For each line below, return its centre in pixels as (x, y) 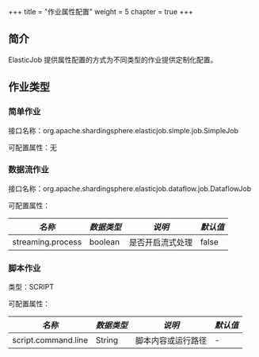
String (107, 340)
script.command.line (50, 340)
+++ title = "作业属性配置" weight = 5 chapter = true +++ (101, 12)
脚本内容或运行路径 (171, 341)
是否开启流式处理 (160, 242)
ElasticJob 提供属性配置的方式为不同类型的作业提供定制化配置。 (113, 59)
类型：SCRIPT (31, 287)
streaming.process (47, 242)
